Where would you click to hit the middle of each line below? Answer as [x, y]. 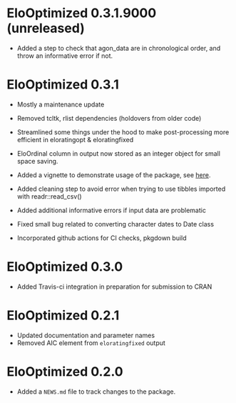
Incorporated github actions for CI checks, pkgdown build [102, 238]
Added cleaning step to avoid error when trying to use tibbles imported [121, 189]
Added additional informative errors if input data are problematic [111, 210]
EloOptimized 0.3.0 [65, 267]
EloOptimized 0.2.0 [65, 371]
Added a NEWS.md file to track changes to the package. [96, 392]
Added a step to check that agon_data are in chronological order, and [119, 48]
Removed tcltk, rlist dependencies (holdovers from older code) [109, 118]
